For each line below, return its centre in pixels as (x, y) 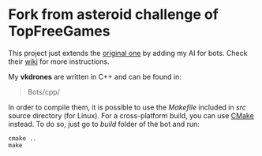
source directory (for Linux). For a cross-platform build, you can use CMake (131, 115)
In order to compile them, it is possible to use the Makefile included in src (127, 107)
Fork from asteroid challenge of (113, 15)
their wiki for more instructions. (59, 61)
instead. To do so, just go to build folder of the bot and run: (104, 124)
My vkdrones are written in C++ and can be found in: (95, 76)
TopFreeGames (59, 31)
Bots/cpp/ (44, 91)
